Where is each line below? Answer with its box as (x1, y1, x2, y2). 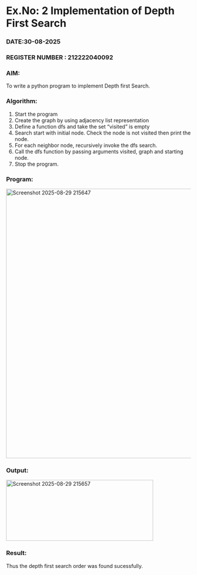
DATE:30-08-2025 (6, 38, 61, 46)
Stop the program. (14, 160, 59, 167)
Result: (6, 549, 27, 557)
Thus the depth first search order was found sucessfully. (6, 562, 143, 569)
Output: (6, 466, 29, 474)
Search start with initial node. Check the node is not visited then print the (14, 129, 191, 136)
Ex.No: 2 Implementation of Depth (6, 4, 175, 18)
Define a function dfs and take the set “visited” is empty (14, 123, 150, 130)
